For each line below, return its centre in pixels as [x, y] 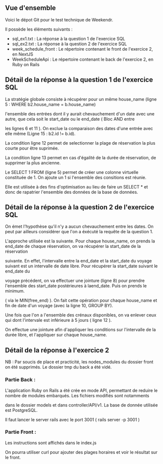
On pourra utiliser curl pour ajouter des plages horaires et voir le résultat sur [81, 452]
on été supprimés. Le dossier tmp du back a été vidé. [58, 367]
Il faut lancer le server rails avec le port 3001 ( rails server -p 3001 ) [72, 419]
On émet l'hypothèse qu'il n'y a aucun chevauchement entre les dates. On [79, 226]
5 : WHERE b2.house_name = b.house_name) [50, 104]
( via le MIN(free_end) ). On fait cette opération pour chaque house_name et [81, 300]
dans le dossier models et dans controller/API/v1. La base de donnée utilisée [81, 405]
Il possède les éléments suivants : [39, 29]
